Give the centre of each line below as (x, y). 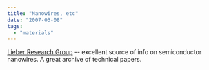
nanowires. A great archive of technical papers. (74, 60)
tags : (15, 26)
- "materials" (33, 33)
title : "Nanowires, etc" (43, 13)
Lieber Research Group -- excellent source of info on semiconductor (104, 52)
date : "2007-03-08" (35, 20)
